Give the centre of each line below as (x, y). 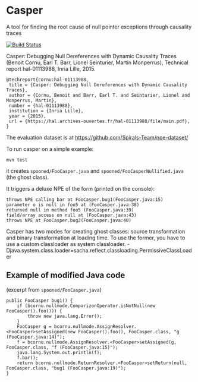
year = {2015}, (27, 116)
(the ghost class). (28, 177)
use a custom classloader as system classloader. (66, 244)
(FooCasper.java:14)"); (36, 337)
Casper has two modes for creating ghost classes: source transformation (96, 231)
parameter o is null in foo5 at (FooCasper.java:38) (73, 205)
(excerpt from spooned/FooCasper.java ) (54, 289)
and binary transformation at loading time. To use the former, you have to (96, 238)
